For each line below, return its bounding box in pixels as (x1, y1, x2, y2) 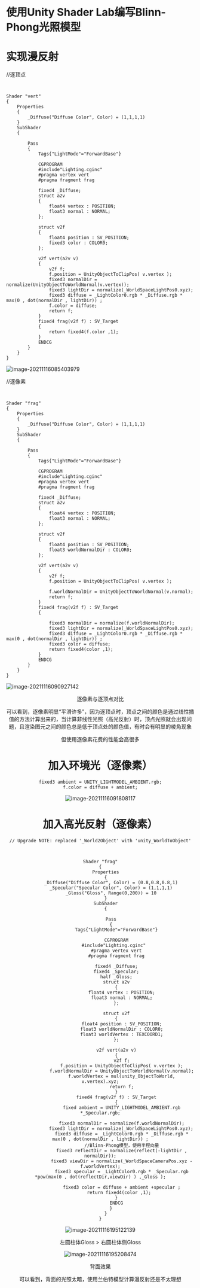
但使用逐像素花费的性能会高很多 (61, 736, 140, 743)
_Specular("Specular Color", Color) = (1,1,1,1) (49, 885, 173, 891)
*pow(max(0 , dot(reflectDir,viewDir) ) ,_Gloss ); (35, 1174, 166, 1180)
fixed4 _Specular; (93, 969, 139, 975)
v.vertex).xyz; (81, 1079, 119, 1085)
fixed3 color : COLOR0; (48, 240, 109, 246)
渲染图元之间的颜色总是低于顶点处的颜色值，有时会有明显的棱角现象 (24, 723, 192, 730)
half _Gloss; (100, 974, 133, 980)
